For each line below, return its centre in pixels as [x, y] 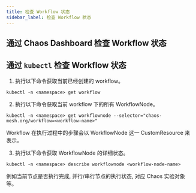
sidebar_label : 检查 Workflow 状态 [49, 17]
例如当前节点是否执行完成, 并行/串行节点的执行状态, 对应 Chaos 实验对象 [96, 176]
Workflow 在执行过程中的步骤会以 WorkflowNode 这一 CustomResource [95, 132]
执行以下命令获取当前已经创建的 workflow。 [69, 81]
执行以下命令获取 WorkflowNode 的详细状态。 [72, 153]
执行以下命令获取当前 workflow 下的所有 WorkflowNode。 [87, 104]
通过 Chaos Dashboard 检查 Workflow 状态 [86, 43]
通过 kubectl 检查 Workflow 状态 [67, 66]
